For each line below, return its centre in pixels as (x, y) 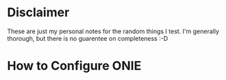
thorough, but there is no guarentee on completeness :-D (88, 38)
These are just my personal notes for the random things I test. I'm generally (113, 31)
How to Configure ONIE (74, 66)
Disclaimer (38, 13)
